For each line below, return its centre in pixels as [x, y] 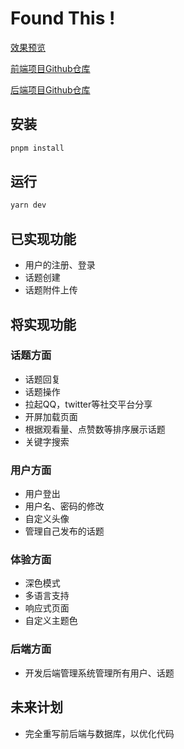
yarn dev [28, 205]
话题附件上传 [51, 290]
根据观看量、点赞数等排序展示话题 [95, 429]
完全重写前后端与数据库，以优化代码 [99, 733]
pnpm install [37, 148]
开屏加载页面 [51, 416]
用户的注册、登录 [60, 265]
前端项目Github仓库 [50, 68]
